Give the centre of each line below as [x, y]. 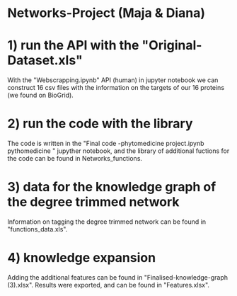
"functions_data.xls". [37, 229]
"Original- [172, 46]
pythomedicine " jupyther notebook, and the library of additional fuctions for [118, 151]
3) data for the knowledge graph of [112, 187]
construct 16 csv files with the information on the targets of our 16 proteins [116, 88]
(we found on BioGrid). [41, 95]
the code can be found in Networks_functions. [75, 159]
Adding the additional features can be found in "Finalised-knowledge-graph [118, 277]
